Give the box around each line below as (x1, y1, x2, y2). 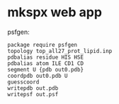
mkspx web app (7, 4, 103, 21)
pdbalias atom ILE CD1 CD (7, 59, 84, 67)
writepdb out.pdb (7, 84, 59, 92)
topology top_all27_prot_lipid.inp (7, 47, 113, 54)
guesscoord (7, 79, 40, 86)
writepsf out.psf (7, 91, 59, 98)
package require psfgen (7, 41, 78, 48)
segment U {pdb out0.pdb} (7, 66, 84, 73)
